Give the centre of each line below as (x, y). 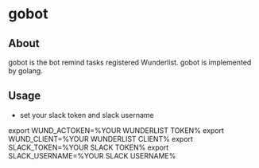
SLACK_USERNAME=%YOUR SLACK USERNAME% (92, 155)
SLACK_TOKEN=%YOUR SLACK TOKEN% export (89, 147)
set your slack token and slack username (87, 115)
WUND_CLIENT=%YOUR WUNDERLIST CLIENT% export (101, 139)
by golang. (26, 71)
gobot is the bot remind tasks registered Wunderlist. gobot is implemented (130, 62)
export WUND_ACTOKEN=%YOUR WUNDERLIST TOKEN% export (116, 130)
